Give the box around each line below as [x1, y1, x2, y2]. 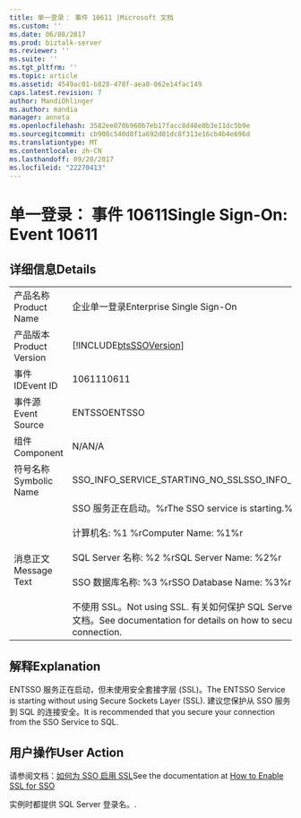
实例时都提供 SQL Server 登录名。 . [9, 799, 137, 809]
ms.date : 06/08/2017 [9, 30, 87, 39]
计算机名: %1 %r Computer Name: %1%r [72, 527, 244, 539]
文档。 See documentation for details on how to [72, 615, 271, 627]
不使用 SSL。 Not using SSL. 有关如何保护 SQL [72, 601, 266, 614]
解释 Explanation [9, 659, 101, 674]
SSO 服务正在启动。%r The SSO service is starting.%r [72, 503, 297, 515]
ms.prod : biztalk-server [9, 38, 102, 47]
